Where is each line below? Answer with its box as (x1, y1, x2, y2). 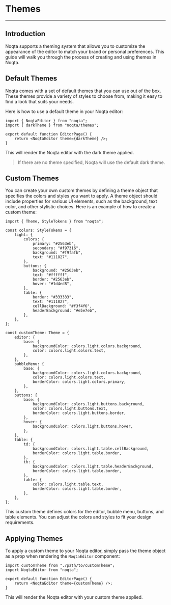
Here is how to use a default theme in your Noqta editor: (5, 108, 123, 115)
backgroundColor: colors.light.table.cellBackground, (32, 446, 149, 451)
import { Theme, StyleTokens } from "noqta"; (5, 219, 103, 224)
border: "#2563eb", (32, 277, 74, 282)
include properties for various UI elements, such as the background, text (5, 198, 157, 204)
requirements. (5, 519, 35, 526)
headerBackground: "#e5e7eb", (32, 308, 97, 313)
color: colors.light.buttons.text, (32, 406, 108, 411)
